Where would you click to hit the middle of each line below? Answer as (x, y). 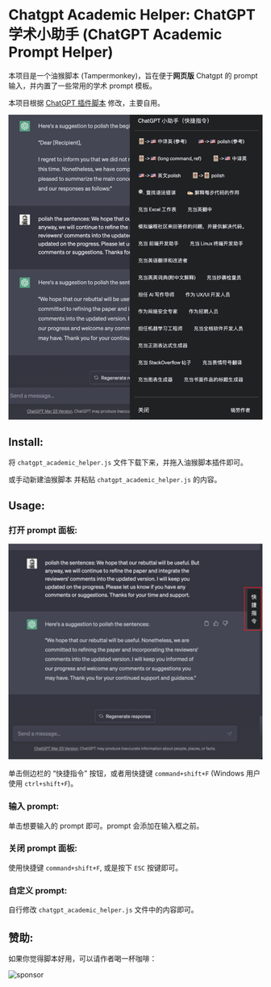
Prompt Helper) (61, 52)
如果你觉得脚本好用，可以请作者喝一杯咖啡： (83, 958)
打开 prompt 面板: (43, 530)
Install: (26, 442)
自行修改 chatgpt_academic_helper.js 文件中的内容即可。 (104, 909)
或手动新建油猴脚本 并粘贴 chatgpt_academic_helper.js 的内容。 (115, 480)
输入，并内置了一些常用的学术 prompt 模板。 (83, 86)
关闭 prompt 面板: (43, 848)
